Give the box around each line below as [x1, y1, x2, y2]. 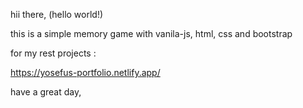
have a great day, [10, 86, 82, 98]
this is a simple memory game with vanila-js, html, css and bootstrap [10, 28, 293, 39]
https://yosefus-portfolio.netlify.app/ [10, 67, 161, 78]
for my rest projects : [10, 47, 97, 59]
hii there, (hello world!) [10, 9, 104, 20]
